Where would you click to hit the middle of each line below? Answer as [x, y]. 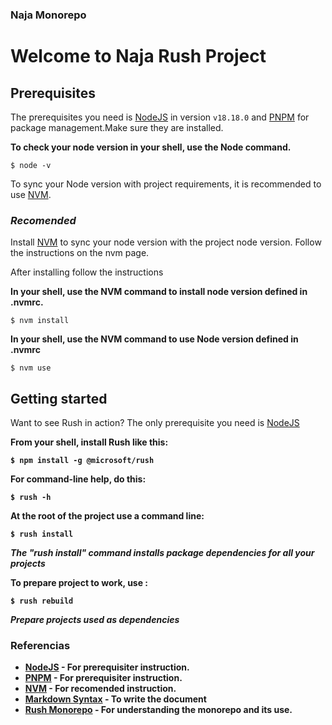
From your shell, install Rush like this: [89, 442]
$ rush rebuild [42, 601]
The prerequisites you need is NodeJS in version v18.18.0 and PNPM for [160, 117]
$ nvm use [31, 368]
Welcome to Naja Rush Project [138, 56]
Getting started [59, 398]
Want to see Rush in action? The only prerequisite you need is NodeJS [155, 423]
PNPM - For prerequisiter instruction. [103, 678]
